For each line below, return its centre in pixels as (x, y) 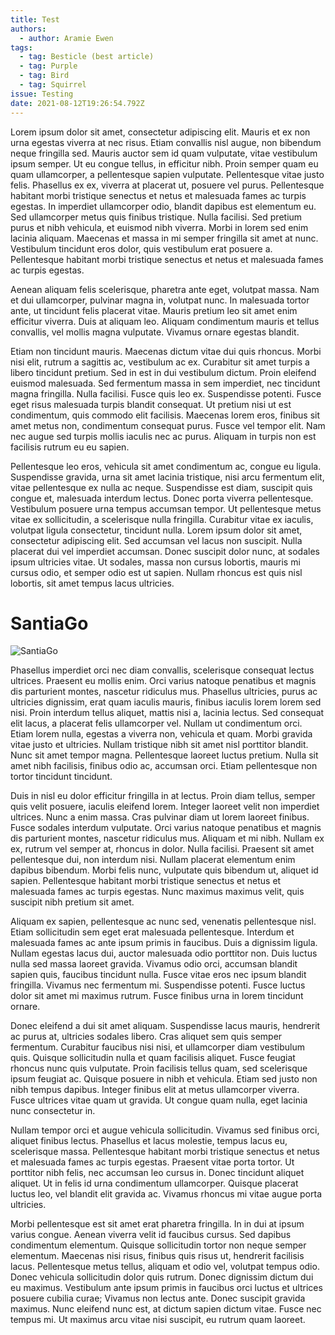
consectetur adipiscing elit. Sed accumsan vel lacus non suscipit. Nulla (156, 540)
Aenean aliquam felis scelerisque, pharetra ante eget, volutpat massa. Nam (165, 289)
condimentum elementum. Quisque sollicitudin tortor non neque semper (158, 1245)
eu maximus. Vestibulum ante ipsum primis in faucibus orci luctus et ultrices (166, 1288)
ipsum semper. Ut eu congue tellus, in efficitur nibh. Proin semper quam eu (164, 163)
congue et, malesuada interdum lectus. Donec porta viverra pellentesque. (162, 498)
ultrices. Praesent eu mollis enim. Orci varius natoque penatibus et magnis (163, 681)
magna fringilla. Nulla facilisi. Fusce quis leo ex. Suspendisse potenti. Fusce (166, 393)
